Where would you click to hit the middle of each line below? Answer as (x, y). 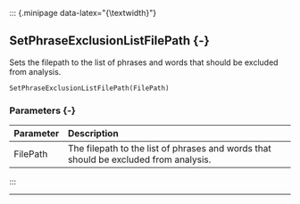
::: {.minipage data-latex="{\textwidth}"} (83, 13)
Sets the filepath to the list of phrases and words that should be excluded (144, 62)
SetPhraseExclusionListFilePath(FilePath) (89, 88)
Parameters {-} (42, 110)
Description (93, 134)
